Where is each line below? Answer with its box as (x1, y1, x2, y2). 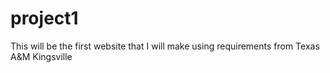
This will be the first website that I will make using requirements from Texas (10, 40, 320, 52)
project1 (10, 7, 79, 30)
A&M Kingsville (10, 50, 73, 62)
